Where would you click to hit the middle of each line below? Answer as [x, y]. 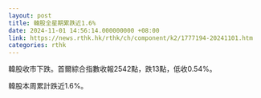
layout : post [30, 16]
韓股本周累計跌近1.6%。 [48, 86]
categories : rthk [37, 45]
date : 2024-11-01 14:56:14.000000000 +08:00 [84, 30]
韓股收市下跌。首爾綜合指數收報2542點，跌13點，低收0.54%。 [112, 69]
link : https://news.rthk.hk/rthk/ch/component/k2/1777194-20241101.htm [130, 38]
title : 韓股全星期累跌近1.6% [52, 23]
